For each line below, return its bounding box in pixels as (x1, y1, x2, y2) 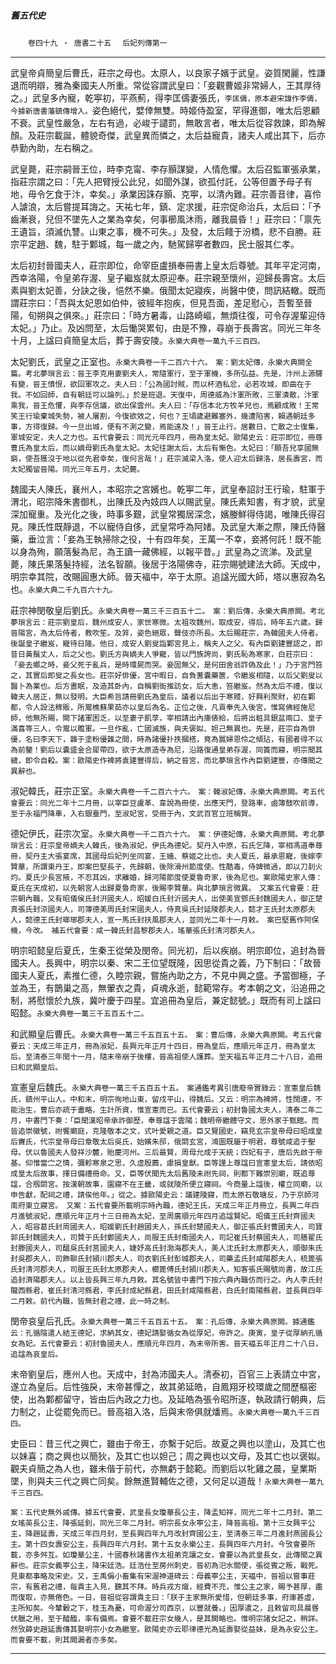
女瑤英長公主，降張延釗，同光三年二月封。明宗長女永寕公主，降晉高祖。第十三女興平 (10, 1518, 308, 1528)
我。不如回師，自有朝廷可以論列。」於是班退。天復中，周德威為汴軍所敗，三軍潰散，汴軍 (10, 390, 320, 400)
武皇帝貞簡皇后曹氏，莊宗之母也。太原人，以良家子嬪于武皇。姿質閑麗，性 (10, 66, 317, 79)
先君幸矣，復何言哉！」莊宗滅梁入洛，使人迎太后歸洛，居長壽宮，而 (84, 453, 323, 464)
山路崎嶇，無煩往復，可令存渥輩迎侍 (176, 309, 326, 321)
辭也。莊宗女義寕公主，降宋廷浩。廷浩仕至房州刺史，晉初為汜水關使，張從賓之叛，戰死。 (10, 1560, 323, 1570)
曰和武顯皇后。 (10, 1062, 63, 1072)
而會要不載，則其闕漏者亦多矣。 (10, 1635, 123, 1645)
